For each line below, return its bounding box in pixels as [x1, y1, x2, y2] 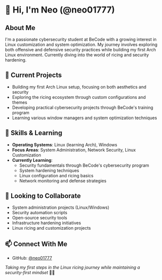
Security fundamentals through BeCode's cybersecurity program [19, 162, 149, 168]
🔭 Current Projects [5, 71, 62, 79]
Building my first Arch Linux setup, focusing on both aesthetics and [12, 84, 146, 90]
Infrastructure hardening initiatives [12, 220, 81, 226]
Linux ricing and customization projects [12, 225, 91, 231]
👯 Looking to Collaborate [5, 192, 81, 200]
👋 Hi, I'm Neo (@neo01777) [5, 4, 115, 16]
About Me [5, 24, 35, 32]
